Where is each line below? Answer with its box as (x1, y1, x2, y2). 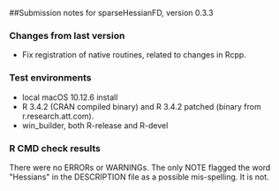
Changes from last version (9, 29, 125, 42)
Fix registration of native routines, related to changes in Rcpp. (21, 50, 247, 60)
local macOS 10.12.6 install (21, 92, 118, 103)
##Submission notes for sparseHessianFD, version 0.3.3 (9, 8, 214, 18)
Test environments (9, 72, 92, 84)
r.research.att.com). (21, 111, 94, 121)
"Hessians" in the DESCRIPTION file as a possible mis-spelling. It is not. (9, 172, 269, 182)
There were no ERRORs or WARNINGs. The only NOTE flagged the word (9, 162, 271, 172)
